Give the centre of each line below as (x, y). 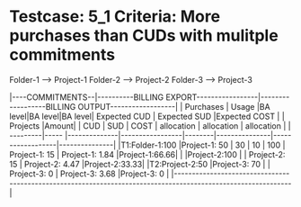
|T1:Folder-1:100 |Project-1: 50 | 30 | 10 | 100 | (202, 145)
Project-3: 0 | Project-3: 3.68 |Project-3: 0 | (89, 174)
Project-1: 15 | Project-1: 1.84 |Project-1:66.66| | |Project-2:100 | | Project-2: (147, 154)
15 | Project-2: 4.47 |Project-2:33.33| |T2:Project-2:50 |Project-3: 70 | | (140, 164)
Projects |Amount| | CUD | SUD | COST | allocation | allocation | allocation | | (150, 126)
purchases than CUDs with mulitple (144, 36)
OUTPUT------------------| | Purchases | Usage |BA (174, 106)
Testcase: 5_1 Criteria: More (115, 17)
